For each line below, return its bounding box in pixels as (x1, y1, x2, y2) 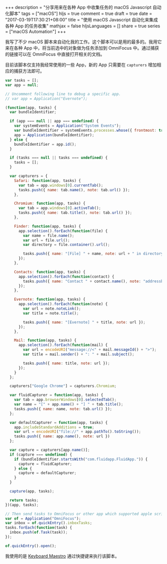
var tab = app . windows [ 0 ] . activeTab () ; (18, 206, 101, 211)
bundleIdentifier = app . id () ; (14, 142, 77, 147)
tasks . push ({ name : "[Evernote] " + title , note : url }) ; (23, 320, 146, 324)
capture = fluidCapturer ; (18, 461, 72, 466)
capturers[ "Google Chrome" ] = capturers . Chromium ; (9, 384, 117, 389)
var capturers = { (9, 173, 48, 178)
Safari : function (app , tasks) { (14, 178, 81, 183)
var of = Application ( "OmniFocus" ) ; (5, 516, 81, 521)
